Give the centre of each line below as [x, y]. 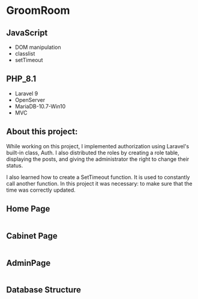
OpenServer [30, 99]
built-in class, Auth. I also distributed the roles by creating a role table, [93, 153]
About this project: [42, 132]
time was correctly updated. [41, 190]
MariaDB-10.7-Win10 [40, 106]
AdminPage [28, 263]
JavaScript [27, 33]
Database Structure [43, 290]
